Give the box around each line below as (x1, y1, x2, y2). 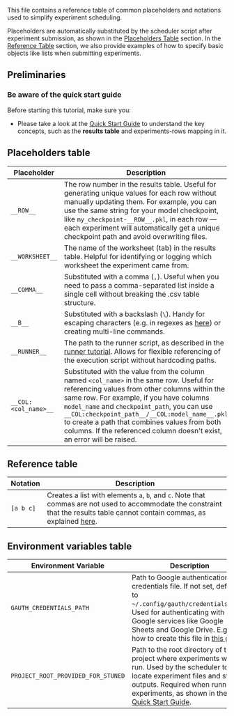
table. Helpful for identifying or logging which (63, 251, 212, 261)
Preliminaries (7, 69, 66, 81)
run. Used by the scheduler (131, 662, 221, 672)
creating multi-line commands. (63, 327, 166, 336)
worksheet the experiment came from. (63, 260, 189, 270)
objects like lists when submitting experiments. (7, 49, 141, 57)
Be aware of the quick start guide (7, 90, 122, 100)
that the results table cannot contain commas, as (47, 508, 206, 517)
